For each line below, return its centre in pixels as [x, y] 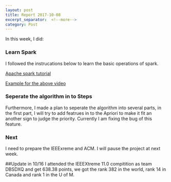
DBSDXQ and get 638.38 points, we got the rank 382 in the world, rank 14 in [86, 169]
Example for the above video [36, 83]
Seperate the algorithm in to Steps [49, 96]
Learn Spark [21, 52]
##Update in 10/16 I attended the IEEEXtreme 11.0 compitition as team [79, 164]
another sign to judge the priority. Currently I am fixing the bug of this [79, 118]
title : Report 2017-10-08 [33, 15]
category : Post [22, 24]
